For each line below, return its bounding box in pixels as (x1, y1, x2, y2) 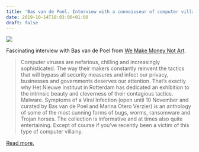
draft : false (6, 20, 38, 26)
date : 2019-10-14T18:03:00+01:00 (6, 14, 89, 20)
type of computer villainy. (20, 128, 83, 135)
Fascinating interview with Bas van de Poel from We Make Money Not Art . (6, 47, 187, 54)
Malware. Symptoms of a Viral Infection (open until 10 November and (20, 96, 189, 104)
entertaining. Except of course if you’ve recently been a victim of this (20, 122, 190, 129)
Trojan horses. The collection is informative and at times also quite (20, 115, 183, 122)
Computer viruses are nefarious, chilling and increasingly (20, 59, 161, 66)
